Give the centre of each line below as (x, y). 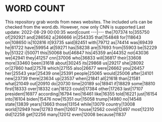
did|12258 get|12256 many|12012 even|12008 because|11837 (66, 114)
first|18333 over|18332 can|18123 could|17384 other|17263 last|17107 (74, 89)
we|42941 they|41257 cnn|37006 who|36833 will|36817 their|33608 (73, 58)
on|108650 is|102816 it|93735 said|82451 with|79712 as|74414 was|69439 (79, 42)
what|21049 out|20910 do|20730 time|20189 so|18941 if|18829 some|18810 (80, 83)
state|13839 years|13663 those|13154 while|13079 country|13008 (70, 104)
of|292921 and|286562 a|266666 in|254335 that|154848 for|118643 (73, 37)
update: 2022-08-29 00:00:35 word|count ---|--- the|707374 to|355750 (77, 32)
